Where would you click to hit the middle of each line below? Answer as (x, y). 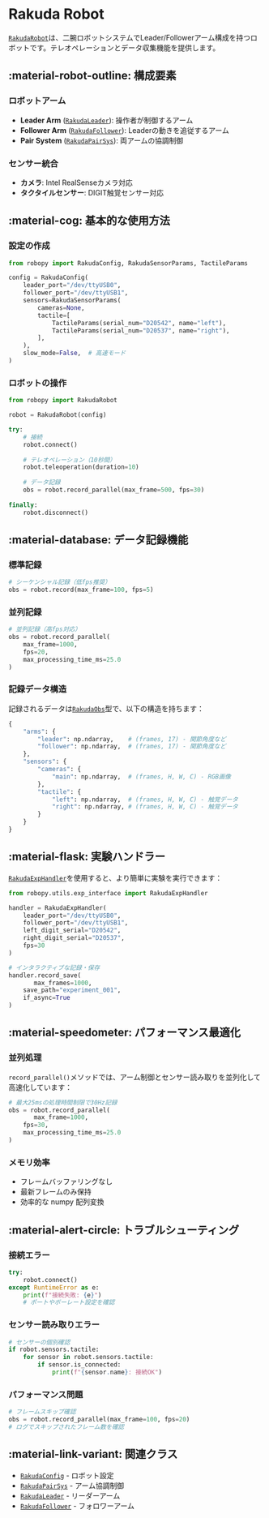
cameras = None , (61, 308)
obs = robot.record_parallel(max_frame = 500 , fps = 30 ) (114, 490)
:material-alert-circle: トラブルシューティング (124, 1230)
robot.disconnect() (56, 512)
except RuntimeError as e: (54, 1287)
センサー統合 (34, 163)
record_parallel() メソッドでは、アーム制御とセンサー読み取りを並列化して (135, 1077)
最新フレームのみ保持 (56, 1192)
